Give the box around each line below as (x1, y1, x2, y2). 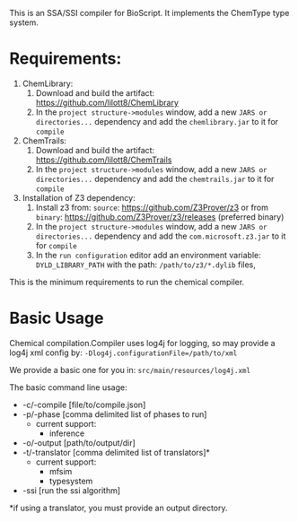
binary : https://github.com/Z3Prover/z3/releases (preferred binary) (35, 211, 285, 222)
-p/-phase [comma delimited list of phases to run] (22, 408, 207, 420)
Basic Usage (9, 309, 104, 328)
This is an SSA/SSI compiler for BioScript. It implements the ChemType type (9, 8, 290, 18)
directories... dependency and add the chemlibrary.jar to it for (35, 116, 279, 126)
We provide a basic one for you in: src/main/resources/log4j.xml (9, 364, 251, 375)
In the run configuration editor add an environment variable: (35, 249, 262, 260)
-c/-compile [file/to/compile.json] (22, 399, 146, 410)
